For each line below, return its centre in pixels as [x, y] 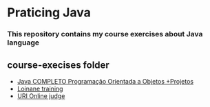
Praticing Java [49, 13]
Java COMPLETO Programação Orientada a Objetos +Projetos [105, 81]
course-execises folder [59, 65]
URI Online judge [41, 96]
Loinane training [40, 88]
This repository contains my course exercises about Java [105, 34]
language [23, 43]
